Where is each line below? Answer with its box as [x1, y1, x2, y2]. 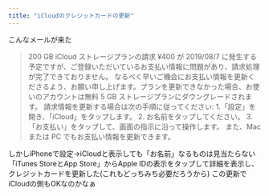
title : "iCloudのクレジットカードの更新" [8, 11, 135, 20]
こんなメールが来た [8, 34, 72, 44]
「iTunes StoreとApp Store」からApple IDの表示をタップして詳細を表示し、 [8, 158, 259, 168]
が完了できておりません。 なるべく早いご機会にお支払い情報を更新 [27, 71, 248, 81]
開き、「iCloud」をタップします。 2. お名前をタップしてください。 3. [27, 111, 253, 121]
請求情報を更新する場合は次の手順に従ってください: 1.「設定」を [43, 102, 256, 111]
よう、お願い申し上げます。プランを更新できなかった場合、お [49, 82, 253, 91]
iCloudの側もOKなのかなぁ [8, 178, 96, 188]
